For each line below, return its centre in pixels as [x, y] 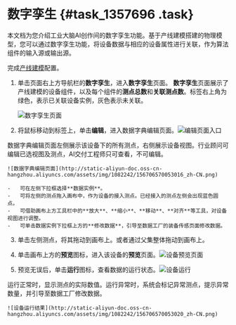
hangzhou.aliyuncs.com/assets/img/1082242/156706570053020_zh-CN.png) [113, 314]
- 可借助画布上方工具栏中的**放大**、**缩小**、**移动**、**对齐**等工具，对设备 [117, 211]
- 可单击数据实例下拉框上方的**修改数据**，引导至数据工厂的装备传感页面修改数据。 [117, 226]
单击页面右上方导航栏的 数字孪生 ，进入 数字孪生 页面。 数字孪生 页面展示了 [123, 82]
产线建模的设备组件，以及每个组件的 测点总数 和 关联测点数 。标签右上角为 [122, 91]
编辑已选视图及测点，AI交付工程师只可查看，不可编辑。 [87, 154]
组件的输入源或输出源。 [41, 53]
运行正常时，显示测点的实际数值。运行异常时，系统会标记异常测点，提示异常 [118, 284]
